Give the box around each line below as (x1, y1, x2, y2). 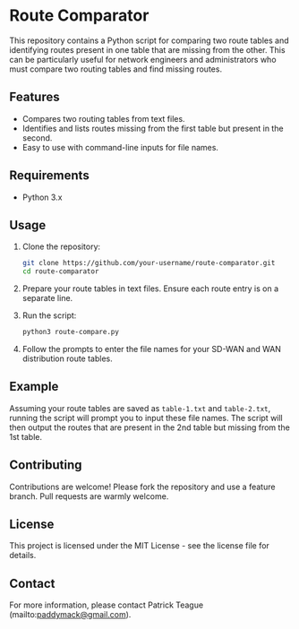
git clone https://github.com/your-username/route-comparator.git (21, 259, 276, 268)
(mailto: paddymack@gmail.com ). (9, 609, 132, 620)
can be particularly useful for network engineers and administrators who (9, 54, 277, 65)
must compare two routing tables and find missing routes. (9, 64, 222, 74)
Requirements (9, 168, 90, 184)
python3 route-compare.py (21, 328, 119, 337)
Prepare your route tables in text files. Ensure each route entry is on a (21, 283, 279, 294)
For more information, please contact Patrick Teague (9, 599, 204, 610)
